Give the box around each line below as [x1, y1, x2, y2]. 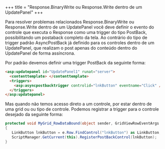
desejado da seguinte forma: [5, 112, 63, 118]
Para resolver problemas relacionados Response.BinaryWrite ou [5, 19, 135, 25]
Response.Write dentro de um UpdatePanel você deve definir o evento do [5, 24, 154, 30]
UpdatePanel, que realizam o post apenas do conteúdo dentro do [5, 45, 137, 51]
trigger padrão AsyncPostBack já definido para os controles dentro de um [5, 40, 155, 46]
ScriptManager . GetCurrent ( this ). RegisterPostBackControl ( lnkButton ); [11, 135, 157, 140]
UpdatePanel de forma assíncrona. [5, 50, 75, 56]
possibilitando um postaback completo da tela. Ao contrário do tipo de [5, 34, 147, 40]
